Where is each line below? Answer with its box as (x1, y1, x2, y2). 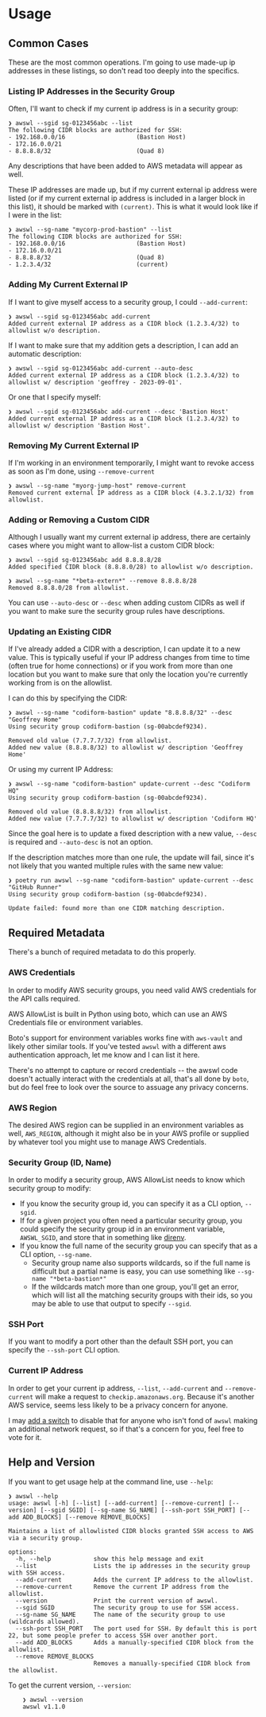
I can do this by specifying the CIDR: (8, 693, 128, 703)
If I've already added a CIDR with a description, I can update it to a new (8, 644, 241, 654)
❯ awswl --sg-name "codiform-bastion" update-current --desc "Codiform (8, 780, 250, 788)
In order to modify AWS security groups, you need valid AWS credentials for (8, 985, 256, 995)
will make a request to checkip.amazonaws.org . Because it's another (35, 1391, 255, 1401)
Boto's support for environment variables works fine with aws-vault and (8, 1032, 243, 1043)
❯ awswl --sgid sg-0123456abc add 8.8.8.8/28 (8, 556, 161, 564)
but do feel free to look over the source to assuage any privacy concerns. (8, 1082, 249, 1091)
